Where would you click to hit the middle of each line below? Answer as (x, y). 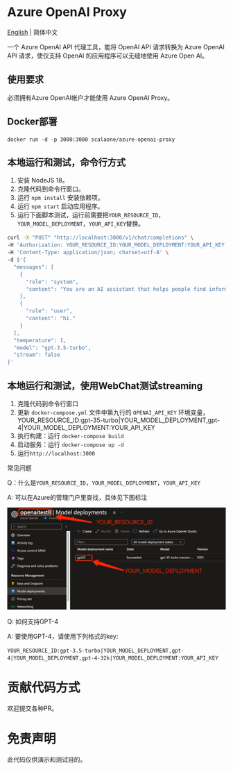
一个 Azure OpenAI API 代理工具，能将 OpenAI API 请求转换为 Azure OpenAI (116, 47)
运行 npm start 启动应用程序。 (60, 206)
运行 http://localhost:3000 (56, 453)
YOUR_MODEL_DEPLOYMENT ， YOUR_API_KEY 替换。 (81, 224)
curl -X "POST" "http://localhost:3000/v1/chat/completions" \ (101, 238)
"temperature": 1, (40, 340)
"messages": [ (34, 267)
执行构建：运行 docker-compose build (70, 435)
